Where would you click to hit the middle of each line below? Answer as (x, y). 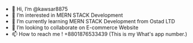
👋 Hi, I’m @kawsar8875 (40, 9)
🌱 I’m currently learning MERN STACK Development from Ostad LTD (93, 21)
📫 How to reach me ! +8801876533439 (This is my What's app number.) (99, 34)
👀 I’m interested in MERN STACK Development (67, 15)
